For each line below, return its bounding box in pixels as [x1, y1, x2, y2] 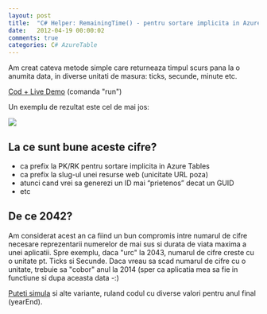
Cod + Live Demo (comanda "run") [8, 87, 122, 96]
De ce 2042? [8, 210, 73, 223]
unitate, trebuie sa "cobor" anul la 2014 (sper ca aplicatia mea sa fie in [8, 264, 238, 274]
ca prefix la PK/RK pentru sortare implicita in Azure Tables [19, 161, 211, 171]
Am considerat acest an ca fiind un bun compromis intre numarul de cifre [8, 231, 248, 240]
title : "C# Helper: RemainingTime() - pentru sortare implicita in [8, 19, 240, 27]
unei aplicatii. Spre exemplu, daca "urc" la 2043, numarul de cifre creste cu [8, 247, 254, 257]
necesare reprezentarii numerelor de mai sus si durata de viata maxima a [8, 239, 247, 249]
